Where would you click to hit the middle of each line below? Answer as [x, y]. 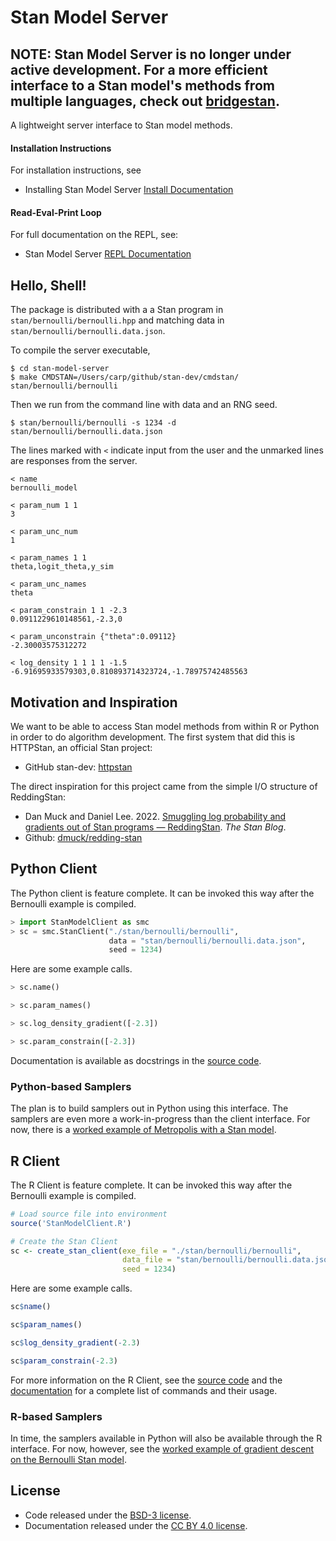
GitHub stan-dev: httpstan [78, 767]
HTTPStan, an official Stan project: [81, 748]
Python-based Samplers [71, 1086]
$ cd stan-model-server [60, 369]
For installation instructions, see [76, 170]
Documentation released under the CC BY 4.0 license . [136, 1525]
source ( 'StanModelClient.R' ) [71, 1223]
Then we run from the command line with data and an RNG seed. [144, 405]
